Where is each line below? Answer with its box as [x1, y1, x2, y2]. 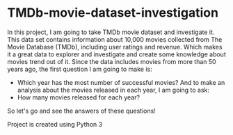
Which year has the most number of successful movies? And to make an [17, 78, 225, 86]
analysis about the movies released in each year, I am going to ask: [17, 86, 210, 94]
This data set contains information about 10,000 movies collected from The [7, 35, 223, 43]
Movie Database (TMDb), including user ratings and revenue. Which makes [7, 42, 223, 51]
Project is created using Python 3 [7, 120, 103, 128]
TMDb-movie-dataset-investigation [7, 5, 219, 21]
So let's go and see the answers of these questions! [7, 106, 156, 115]
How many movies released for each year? [17, 93, 140, 102]
